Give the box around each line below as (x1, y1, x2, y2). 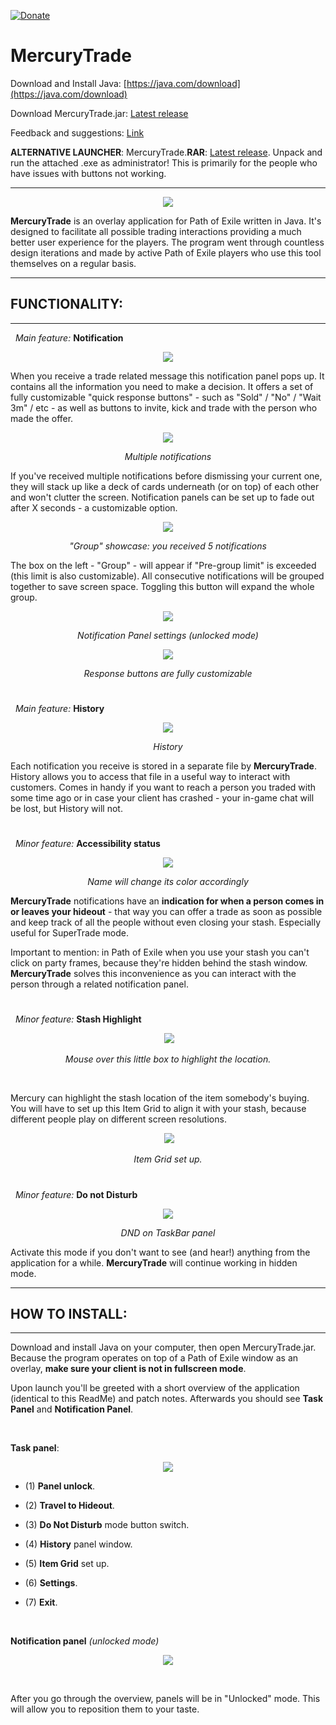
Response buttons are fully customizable (83, 667, 253, 679)
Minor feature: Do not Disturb (14, 1188, 138, 1200)
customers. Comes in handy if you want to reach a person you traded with (10, 781, 317, 793)
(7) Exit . (24, 1596, 58, 1609)
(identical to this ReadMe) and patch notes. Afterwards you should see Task (10, 1393, 324, 1405)
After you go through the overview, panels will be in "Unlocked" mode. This (10, 1693, 321, 1705)
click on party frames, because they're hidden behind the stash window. (10, 957, 308, 969)
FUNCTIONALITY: (10, 296, 124, 313)
